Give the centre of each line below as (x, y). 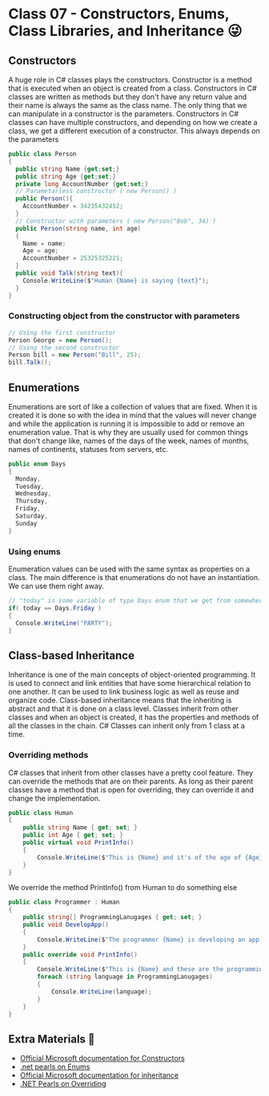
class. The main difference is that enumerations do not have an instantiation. (134, 578)
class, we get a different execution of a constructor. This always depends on (134, 131)
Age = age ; (41, 251)
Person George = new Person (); (60, 340)
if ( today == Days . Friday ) (55, 608)
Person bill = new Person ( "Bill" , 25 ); (75, 355)
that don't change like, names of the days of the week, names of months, (129, 441)
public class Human (41, 813)
